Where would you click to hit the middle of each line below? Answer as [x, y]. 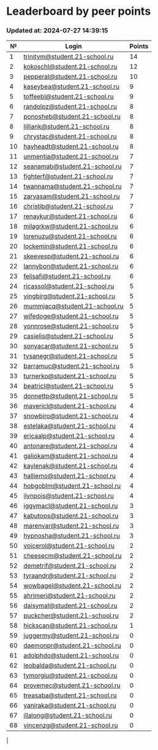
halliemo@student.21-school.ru [70, 476]
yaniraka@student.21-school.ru [70, 706]
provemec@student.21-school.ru [72, 686]
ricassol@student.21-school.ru [69, 286]
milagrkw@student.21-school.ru [71, 227]
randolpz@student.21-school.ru [70, 107]
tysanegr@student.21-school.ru [70, 356]
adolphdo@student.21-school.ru [71, 655]
